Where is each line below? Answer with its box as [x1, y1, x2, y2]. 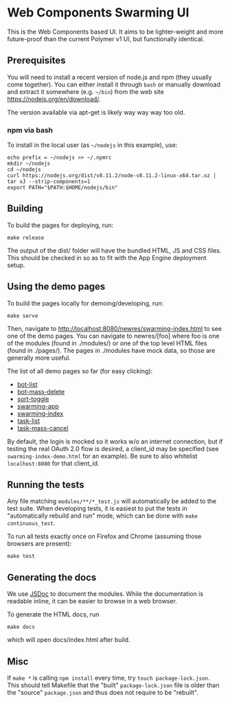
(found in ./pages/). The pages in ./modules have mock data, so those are [7, 346, 216, 354]
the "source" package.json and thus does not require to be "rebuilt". [7, 689, 199, 697]
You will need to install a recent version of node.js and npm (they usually [7, 73, 212, 81]
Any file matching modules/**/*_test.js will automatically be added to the [7, 497, 217, 505]
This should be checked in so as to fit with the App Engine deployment [7, 253, 207, 262]
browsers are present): [7, 540, 72, 548]
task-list [16, 417, 40, 425]
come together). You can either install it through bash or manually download [7, 80, 221, 89]
